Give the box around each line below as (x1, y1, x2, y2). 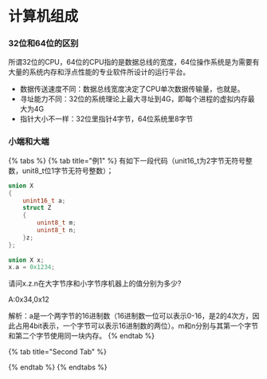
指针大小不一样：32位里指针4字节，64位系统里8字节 (19, 114, 194, 124)
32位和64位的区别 (8, 38, 79, 49)
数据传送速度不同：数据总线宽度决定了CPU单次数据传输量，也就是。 (19, 85, 245, 94)
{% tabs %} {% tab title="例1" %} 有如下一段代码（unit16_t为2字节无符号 (8, 156, 245, 165)
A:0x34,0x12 (8, 294, 49, 304)
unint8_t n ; (37, 227, 77, 235)
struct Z (22, 204, 52, 212)
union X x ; (8, 256, 45, 264)
